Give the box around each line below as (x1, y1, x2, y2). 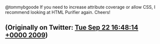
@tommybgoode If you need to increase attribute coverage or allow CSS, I (5, 4, 156, 10)
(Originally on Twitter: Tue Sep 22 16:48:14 (5, 23, 138, 32)
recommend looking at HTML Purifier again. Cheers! (5, 9, 110, 15)
